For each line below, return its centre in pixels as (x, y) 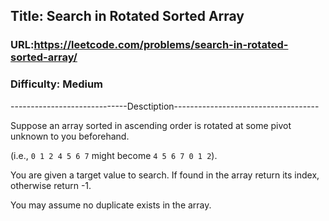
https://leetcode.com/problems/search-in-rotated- (161, 45)
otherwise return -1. (51, 185)
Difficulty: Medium (57, 84)
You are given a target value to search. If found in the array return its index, (165, 175)
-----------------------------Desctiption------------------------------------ (165, 106)
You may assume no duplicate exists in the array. (111, 205)
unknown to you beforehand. (70, 136)
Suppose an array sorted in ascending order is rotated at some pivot (151, 125)
